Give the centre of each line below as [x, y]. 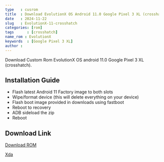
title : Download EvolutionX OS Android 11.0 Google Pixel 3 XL [73, 14]
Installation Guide [32, 80]
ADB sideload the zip [33, 113]
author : [14, 46]
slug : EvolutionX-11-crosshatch [41, 23]
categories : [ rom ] [24, 28]
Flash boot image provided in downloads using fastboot [68, 102]
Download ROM [21, 145]
